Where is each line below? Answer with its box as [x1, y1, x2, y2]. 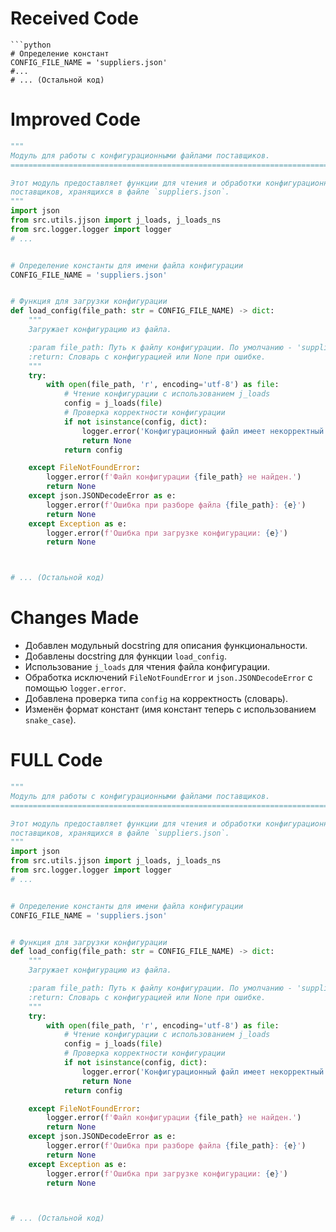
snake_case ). [24, 714, 77, 726]
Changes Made [10, 607, 140, 629]
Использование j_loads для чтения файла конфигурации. [24, 661, 270, 673]
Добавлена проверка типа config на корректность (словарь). [24, 693, 288, 705]
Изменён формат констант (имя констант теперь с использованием [24, 703, 317, 716]
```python [10, 40, 52, 50]
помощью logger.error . [24, 682, 127, 694]
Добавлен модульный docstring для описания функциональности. [24, 640, 308, 652]
